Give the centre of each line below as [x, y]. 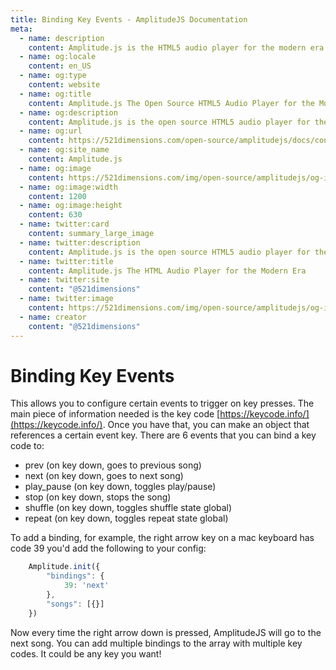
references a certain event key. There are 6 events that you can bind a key [163, 435]
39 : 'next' [86, 586]
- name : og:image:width [68, 187]
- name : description [62, 38]
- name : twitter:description [80, 242]
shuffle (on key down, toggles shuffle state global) [128, 508]
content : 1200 [57, 196]
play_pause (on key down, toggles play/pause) [120, 487]
